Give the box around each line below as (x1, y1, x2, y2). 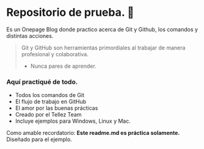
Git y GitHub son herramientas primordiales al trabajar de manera (21, 44, 186, 51)
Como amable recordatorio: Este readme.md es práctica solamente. (6, 129, 180, 137)
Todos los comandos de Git (15, 92, 84, 99)
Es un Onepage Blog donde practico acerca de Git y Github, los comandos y (6, 26, 199, 33)
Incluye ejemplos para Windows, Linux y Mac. (15, 117, 131, 125)
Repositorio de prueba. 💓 (6, 5, 134, 20)
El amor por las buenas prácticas (15, 104, 98, 112)
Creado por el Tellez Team (15, 111, 82, 118)
